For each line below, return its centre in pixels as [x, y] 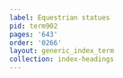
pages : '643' [34, 34]
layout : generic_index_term [62, 51]
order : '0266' [36, 43]
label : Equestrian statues [60, 17]
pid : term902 [34, 26]
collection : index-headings [62, 59]
